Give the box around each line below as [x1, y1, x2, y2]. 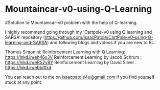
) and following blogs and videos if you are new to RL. [47, 39, 156, 45]
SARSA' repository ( [5, 34, 45, 40]
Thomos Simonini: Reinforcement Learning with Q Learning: [5, 49, 126, 55]
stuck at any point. [5, 79, 43, 85]
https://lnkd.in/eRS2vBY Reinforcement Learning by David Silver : [5, 59, 137, 65]
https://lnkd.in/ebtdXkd [5, 65, 52, 70]
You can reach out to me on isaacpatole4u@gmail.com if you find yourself [5, 74, 155, 80]
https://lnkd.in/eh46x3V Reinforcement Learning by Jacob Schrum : [5, 54, 142, 60]
